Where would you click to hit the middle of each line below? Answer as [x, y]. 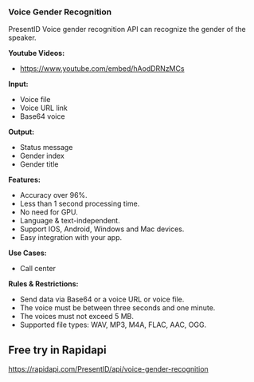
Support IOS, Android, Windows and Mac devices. [102, 229]
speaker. [23, 37]
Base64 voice [42, 116]
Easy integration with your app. [70, 238]
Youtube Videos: [37, 53]
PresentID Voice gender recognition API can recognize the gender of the [127, 30]
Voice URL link [43, 108]
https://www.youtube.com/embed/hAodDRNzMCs [102, 69]
